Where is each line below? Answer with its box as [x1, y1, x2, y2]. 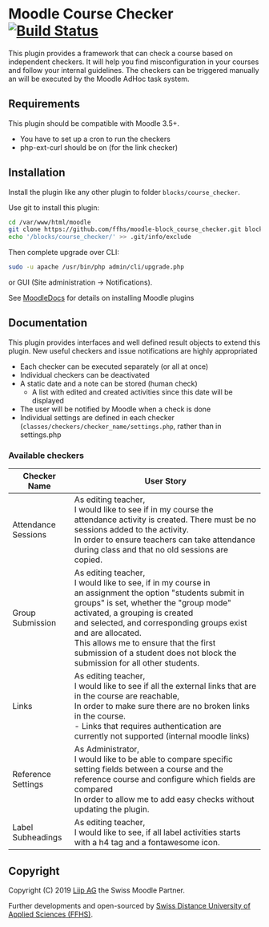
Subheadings [12, 832, 62, 843]
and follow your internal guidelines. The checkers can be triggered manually [8, 65, 259, 75]
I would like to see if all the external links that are [74, 681, 257, 692]
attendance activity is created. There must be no [74, 514, 257, 525]
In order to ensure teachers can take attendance [74, 534, 256, 545]
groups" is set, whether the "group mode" [74, 597, 232, 609]
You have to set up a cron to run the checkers [19, 134, 171, 144]
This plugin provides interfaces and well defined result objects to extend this [8, 338, 261, 347]
